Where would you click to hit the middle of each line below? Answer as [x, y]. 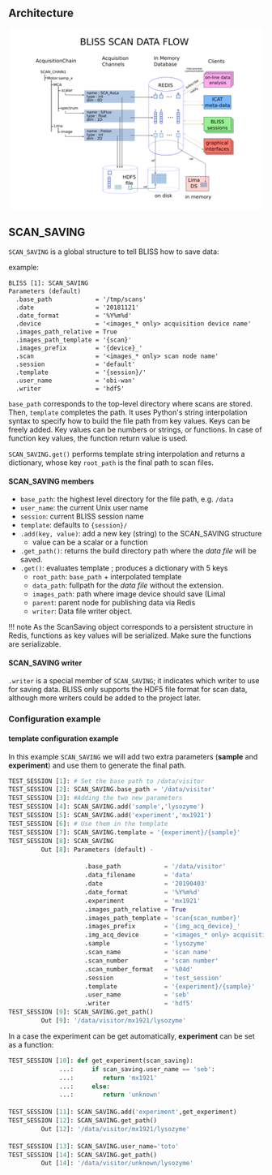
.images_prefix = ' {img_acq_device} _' [163, 927]
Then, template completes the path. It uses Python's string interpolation [128, 412]
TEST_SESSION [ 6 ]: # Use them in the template [88, 824]
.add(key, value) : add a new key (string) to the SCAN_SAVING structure [141, 534]
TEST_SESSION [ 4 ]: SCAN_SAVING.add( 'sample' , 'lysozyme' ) [106, 807]
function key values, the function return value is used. [98, 438]
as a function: [31, 1044]
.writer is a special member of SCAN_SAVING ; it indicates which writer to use [134, 681]
